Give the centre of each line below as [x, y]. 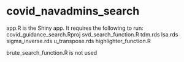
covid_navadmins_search [73, 11]
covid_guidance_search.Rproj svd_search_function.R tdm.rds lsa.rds [92, 34]
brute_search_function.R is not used [52, 52]
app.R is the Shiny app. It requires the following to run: [75, 28]
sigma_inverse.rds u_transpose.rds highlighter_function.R [79, 41]
